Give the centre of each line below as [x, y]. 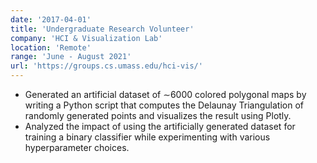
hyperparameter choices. [77, 147]
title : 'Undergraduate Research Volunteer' [102, 29]
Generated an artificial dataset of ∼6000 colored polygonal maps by [165, 94]
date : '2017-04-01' [51, 19]
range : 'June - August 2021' [71, 57]
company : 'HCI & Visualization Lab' [86, 38]
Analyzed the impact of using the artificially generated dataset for [160, 126]
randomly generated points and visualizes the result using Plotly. [158, 115]
